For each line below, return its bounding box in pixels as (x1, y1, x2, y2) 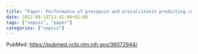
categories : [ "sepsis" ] (6, 25, 65, 31)
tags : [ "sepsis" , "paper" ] (6, 19, 72, 25)
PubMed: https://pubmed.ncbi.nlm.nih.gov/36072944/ (6, 41, 138, 48)
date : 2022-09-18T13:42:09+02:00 (6, 14, 88, 20)
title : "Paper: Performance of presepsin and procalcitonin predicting (6, 8, 186, 15)
